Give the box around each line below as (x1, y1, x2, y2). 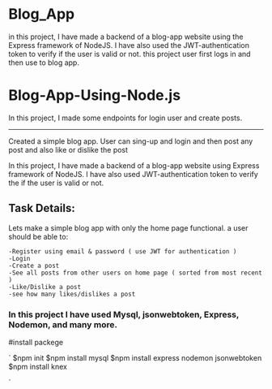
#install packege (8, 337, 63, 347)
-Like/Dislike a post (8, 283, 82, 291)
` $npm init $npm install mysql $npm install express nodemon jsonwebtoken (8, 352, 262, 362)
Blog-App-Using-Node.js (8, 86, 181, 105)
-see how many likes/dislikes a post (8, 290, 136, 298)
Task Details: (8, 201, 75, 215)
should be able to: (8, 231, 69, 241)
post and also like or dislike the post (8, 145, 128, 154)
